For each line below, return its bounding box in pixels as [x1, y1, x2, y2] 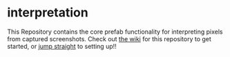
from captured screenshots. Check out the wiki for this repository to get [7, 34, 212, 43]
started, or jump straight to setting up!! [7, 42, 117, 50]
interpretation [7, 5, 88, 21]
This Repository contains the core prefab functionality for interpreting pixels [7, 27, 223, 36]
